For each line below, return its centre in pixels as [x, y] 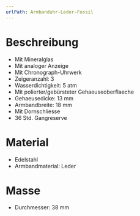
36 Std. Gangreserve [41, 117]
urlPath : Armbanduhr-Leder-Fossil [50, 12]
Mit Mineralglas [34, 59]
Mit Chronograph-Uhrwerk [48, 72]
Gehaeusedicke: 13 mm [44, 98]
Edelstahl [26, 159]
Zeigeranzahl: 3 [34, 79]
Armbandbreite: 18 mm [43, 105]
